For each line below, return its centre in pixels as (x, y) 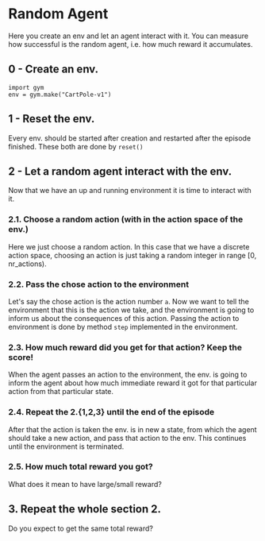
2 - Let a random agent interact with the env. (120, 171)
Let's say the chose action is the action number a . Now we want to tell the (129, 301)
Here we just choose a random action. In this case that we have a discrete (129, 246)
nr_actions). (27, 264)
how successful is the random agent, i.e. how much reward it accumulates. (131, 44)
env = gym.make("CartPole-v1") (60, 95)
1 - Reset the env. (52, 119)
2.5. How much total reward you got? (81, 467)
